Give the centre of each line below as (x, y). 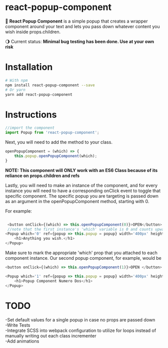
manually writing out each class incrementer (51, 335)
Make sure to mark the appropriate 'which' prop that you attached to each (81, 253)
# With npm (16, 80)
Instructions (31, 115)
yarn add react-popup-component (39, 94)
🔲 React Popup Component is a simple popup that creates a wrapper (76, 21)
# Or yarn (15, 90)
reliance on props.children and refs (42, 176)
